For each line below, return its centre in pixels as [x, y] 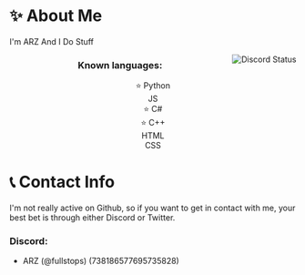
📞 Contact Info [62, 182]
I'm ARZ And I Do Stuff [51, 41]
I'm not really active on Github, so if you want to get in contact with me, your [152, 208]
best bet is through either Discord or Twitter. [92, 218]
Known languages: [120, 65]
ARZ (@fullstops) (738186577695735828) [101, 261]
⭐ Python [153, 86]
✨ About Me [56, 16]
